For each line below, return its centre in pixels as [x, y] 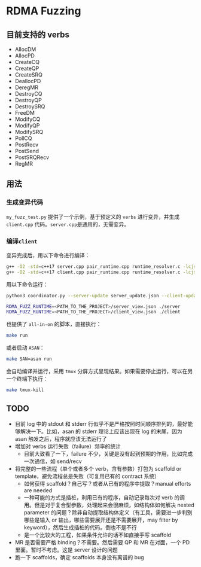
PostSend [27, 151]
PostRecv [27, 144]
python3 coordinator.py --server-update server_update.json [83, 295]
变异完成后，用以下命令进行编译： [48, 255]
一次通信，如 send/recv [53, 461]
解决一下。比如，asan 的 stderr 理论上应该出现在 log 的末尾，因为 [101, 431]
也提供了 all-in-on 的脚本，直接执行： [54, 324]
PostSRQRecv [32, 157]
